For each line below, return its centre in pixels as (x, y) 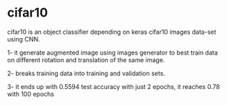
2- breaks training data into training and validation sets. (86, 73)
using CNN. (24, 39)
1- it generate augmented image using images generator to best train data (113, 52)
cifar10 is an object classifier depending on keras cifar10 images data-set (112, 32)
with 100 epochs (31, 94)
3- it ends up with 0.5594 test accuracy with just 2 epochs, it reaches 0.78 (113, 86)
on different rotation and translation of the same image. (86, 59)
